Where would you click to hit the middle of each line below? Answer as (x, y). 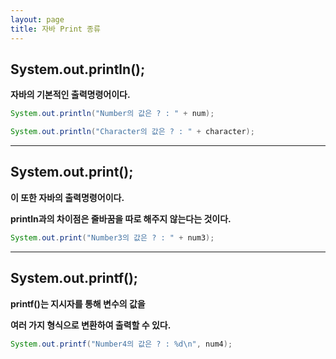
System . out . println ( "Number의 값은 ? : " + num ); (112, 114)
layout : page (37, 19)
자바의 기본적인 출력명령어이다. (70, 95)
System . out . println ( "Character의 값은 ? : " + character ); (132, 132)
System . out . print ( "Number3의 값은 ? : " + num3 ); (112, 237)
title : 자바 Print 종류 (55, 29)
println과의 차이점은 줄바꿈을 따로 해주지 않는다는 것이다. (121, 218)
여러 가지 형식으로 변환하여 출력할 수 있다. (91, 325)
